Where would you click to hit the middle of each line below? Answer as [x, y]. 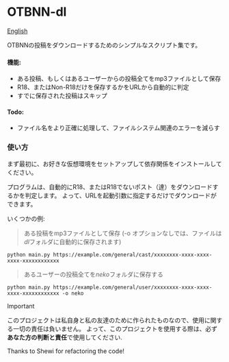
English [17, 31]
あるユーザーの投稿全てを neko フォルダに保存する [94, 274]
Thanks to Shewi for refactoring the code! [66, 351]
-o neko [73, 293]
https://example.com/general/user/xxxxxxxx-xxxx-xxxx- [133, 287]
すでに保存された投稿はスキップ [62, 96]
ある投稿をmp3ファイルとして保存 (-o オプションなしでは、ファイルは [123, 233]
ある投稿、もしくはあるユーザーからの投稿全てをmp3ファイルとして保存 [119, 79]
